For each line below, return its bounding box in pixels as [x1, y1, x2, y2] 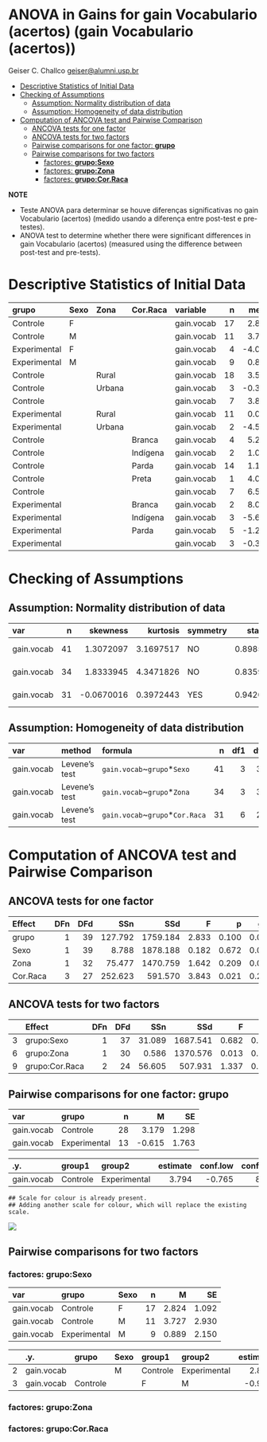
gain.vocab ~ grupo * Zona [102, 786, 190, 797]
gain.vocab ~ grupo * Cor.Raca [102, 809, 207, 820]
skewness [88, 625, 129, 636]
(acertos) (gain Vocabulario [8, 22, 194, 41]
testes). [19, 221, 45, 232]
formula [102, 745, 133, 756]
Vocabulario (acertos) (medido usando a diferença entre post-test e [19, 214, 242, 223]
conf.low [199, 1161, 234, 1172]
